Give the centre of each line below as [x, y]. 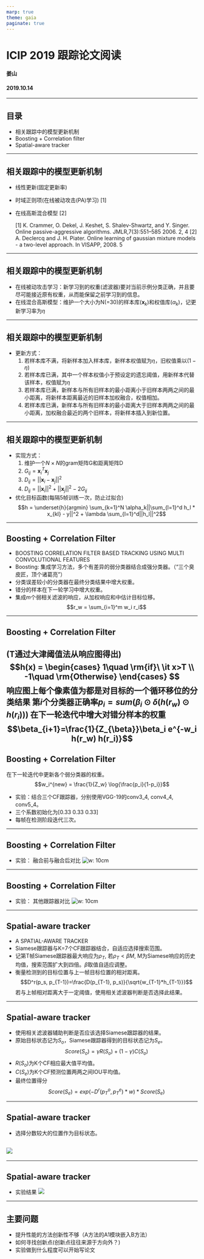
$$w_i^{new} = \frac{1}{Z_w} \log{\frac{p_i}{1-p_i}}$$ [102, 784]
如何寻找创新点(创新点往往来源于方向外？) [68, 1243]
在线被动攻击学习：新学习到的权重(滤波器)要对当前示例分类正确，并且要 [105, 287]
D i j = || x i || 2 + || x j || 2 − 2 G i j [56, 489]
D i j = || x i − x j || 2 [43, 480]
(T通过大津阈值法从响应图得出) [64, 654]
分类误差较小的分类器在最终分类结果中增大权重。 [76, 582]
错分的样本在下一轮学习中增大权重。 [60, 590]
